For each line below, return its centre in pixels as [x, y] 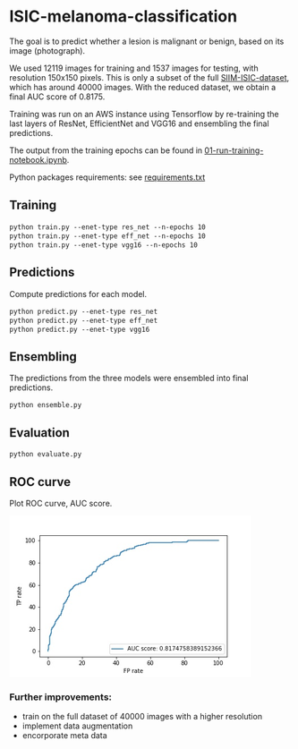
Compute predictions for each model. [78, 294]
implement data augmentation [77, 726]
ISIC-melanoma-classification [123, 17]
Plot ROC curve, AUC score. [61, 503]
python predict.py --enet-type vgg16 [80, 329]
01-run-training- [234, 150]
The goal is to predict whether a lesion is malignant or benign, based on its [147, 41]
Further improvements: [61, 697]
